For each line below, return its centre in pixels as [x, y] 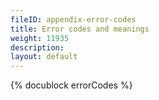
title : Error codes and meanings [80, 29]
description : [37, 47]
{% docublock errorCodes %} [71, 85]
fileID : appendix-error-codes [73, 19]
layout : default [44, 57]
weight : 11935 [40, 38]
